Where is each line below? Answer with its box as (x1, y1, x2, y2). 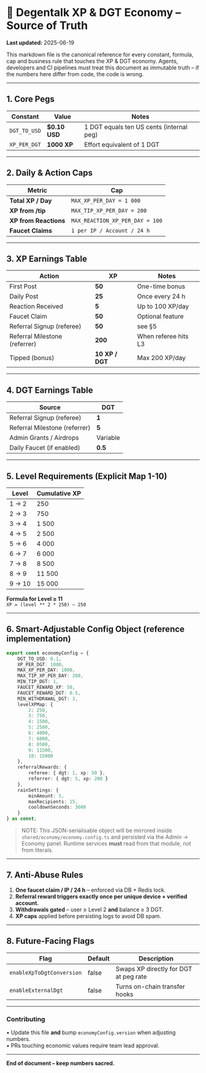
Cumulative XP (36, 489, 82, 497)
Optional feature (137, 312, 184, 321)
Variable (96, 433, 121, 442)
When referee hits (137, 332, 189, 340)
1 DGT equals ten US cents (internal (84, 122, 188, 131)
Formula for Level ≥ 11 (6, 595, 63, 602)
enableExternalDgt (9, 986, 63, 994)
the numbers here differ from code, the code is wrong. (6, 70, 144, 77)
